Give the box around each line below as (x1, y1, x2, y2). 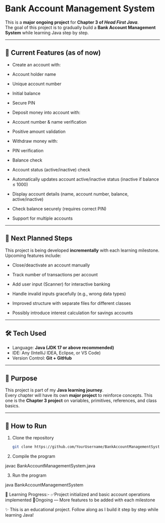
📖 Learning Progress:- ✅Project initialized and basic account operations (5, 491, 151, 497)
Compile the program (12, 453, 55, 459)
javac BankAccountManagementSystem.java (5, 462, 96, 468)
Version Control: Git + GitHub (12, 355, 72, 361)
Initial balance (12, 90, 41, 96)
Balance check (12, 157, 43, 163)
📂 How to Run (5, 422, 47, 430)
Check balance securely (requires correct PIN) (12, 205, 107, 212)
